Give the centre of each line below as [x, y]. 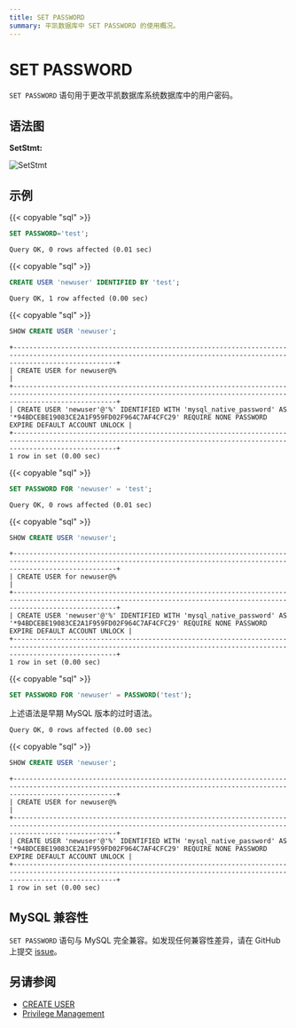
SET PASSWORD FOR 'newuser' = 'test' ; [81, 489]
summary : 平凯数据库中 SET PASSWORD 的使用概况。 [94, 26]
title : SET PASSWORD [47, 17]
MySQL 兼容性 [49, 917]
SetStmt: [26, 148]
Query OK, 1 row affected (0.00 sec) [79, 299]
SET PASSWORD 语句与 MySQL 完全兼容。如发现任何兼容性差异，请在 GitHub [145, 940]
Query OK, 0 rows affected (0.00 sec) [81, 730]
